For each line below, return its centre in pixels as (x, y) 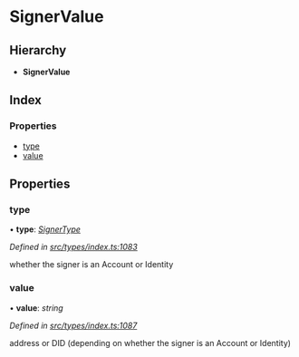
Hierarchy (38, 50)
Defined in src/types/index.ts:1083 (73, 247)
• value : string (36, 308)
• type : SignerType (45, 229)
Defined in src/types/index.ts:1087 (73, 325)
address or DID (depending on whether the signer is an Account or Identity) (150, 343)
